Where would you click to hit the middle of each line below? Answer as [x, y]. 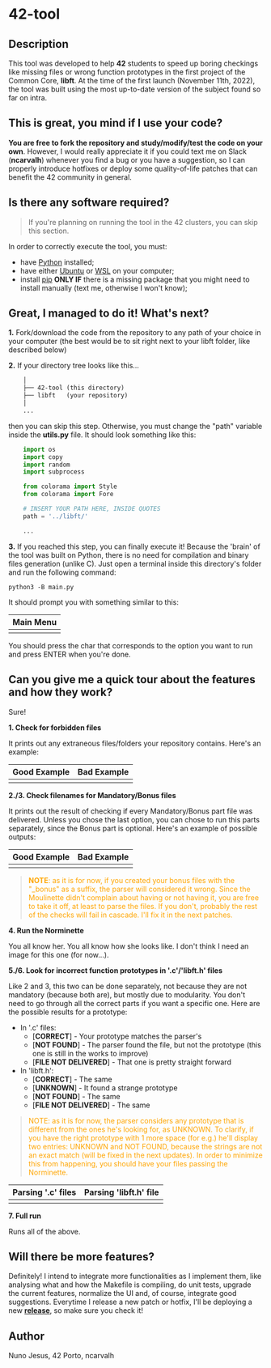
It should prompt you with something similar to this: [94, 602]
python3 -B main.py [41, 587]
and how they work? [61, 692]
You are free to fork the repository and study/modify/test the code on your [135, 142]
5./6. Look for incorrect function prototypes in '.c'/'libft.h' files [115, 970]
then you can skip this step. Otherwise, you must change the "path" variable [135, 426]
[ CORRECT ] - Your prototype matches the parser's [117, 1036]
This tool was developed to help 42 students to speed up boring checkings [133, 63]
